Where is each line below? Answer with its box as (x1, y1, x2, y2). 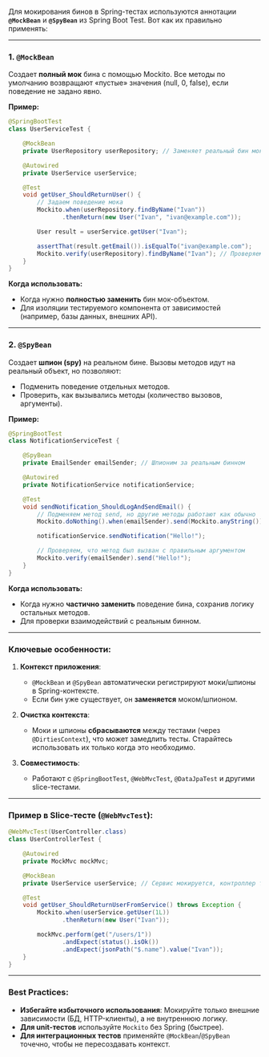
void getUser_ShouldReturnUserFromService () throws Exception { (22, 901, 242, 909)
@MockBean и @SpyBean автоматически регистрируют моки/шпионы (31, 678, 256, 687)
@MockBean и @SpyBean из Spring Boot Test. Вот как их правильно (8, 15, 223, 25)
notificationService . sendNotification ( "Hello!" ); (37, 533, 206, 541)
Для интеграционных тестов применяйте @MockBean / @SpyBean (19, 1031, 231, 1040)
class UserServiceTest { (8, 125, 91, 133)
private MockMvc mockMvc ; (22, 857, 110, 865)
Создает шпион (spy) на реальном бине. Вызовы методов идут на (8, 357, 236, 367)
